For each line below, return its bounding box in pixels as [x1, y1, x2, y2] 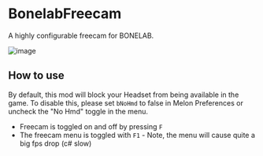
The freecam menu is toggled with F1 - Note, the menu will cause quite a [19, 130, 256, 139]
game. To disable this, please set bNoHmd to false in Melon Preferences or [8, 98, 244, 107]
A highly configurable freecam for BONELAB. [8, 31, 154, 40]
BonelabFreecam [8, 5, 122, 23]
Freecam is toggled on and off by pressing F [19, 121, 163, 131]
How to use [8, 69, 65, 83]
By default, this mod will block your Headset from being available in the [8, 90, 239, 99]
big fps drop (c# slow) [19, 139, 92, 148]
